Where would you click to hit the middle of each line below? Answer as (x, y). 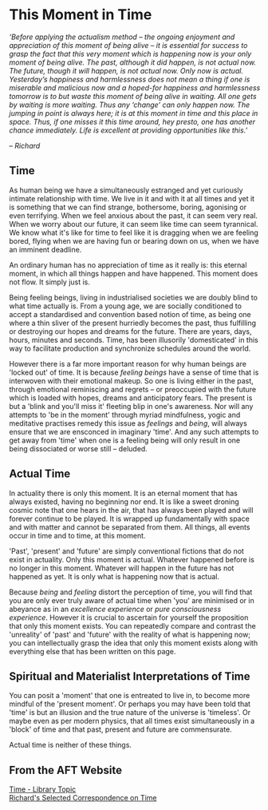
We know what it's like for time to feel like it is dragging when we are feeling (134, 232)
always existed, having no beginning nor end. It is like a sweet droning (124, 502)
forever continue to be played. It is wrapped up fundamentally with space (129, 518)
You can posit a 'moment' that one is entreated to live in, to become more (130, 696)
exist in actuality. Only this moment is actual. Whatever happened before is (132, 559)
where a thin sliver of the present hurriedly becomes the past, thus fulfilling (133, 323)
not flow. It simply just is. (50, 282)
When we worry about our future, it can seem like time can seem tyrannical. (134, 224)
